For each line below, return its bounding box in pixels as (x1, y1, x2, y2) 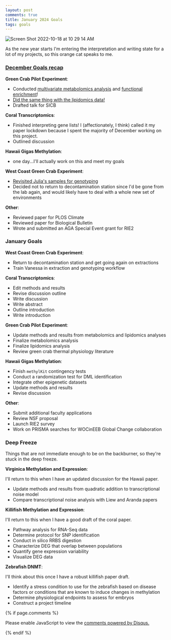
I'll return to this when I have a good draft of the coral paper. (5, 516, 132, 523)
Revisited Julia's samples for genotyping (12, 178, 99, 184)
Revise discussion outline (12, 290, 66, 296)
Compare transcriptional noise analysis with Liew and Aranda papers (12, 497, 158, 503)
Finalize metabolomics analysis (12, 337, 79, 344)
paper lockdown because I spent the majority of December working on (12, 127, 162, 133)
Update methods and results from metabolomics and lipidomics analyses (12, 332, 166, 338)
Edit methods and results (12, 285, 65, 291)
